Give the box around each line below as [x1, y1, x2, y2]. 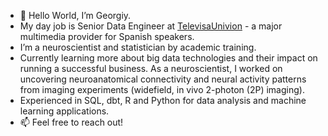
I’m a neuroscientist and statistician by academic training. [19, 41, 257, 53]
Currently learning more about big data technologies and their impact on [19, 52, 318, 64]
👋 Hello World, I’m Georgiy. [19, 10, 132, 21]
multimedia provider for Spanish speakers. [19, 31, 195, 42]
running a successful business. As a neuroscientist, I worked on [19, 63, 283, 74]
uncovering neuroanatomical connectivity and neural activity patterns [19, 73, 307, 85]
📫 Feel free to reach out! [19, 116, 124, 128]
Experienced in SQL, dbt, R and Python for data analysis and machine [19, 95, 307, 106]
